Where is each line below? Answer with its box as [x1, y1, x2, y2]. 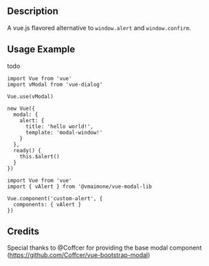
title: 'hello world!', [25, 123, 94, 130]
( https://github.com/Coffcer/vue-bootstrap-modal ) [7, 251, 151, 259]
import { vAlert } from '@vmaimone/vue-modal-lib [7, 183, 153, 190]
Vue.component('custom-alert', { [7, 195, 103, 202]
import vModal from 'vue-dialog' [7, 81, 103, 88]
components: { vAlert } [13, 201, 81, 208]
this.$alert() [19, 153, 60, 160]
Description [7, 5, 58, 17]
